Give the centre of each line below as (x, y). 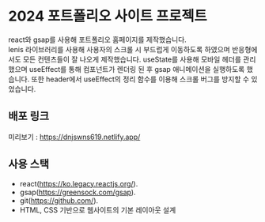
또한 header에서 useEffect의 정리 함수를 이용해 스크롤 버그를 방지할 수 (140, 79)
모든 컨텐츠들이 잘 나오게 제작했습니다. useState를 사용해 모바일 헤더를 (132, 59)
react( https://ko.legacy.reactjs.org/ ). (79, 183)
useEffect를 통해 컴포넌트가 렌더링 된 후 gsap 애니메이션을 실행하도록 (137, 69)
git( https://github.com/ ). (59, 200)
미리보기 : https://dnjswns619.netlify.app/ (74, 137)
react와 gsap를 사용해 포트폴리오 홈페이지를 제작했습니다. (98, 40)
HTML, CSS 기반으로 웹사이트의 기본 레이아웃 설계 (98, 209)
